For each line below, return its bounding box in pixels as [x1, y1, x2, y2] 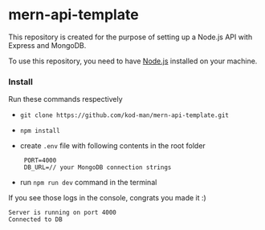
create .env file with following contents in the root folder [19, 141, 206, 151]
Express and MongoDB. [8, 40, 87, 50]
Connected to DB [8, 216, 63, 224]
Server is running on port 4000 [8, 208, 116, 217]
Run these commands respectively [8, 95, 123, 104]
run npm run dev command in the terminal [19, 178, 157, 188]
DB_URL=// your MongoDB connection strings [23, 163, 172, 171]
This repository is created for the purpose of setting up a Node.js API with [8, 32, 253, 42]
